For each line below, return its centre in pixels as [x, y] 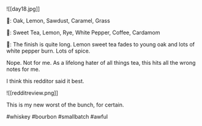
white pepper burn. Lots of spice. [48, 51]
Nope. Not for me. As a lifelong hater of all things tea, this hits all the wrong [101, 63]
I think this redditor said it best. [45, 81]
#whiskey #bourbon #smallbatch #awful [57, 117]
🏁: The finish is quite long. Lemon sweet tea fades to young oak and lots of [100, 44]
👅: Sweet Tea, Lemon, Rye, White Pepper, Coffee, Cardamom [83, 32]
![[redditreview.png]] [32, 93]
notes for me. [23, 69]
